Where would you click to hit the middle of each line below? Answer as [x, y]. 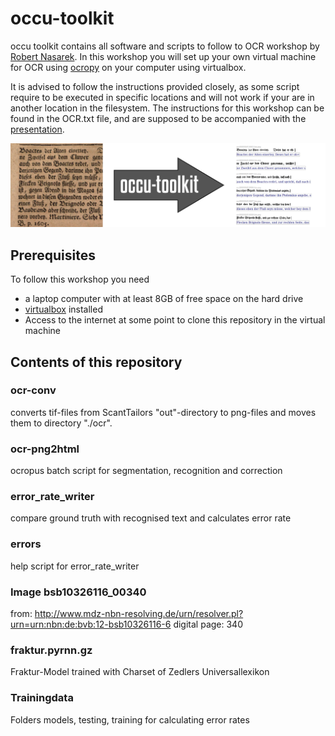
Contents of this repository [96, 362]
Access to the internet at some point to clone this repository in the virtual [175, 320]
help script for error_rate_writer [75, 566]
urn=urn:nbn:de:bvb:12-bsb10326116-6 [91, 624]
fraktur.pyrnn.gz [51, 650]
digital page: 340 [208, 624]
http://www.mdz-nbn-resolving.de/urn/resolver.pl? [139, 613]
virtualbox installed [63, 309]
